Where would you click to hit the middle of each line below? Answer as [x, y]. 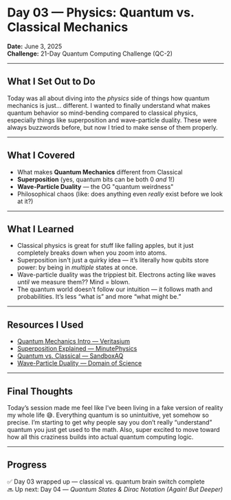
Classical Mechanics [68, 27]
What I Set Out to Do [51, 81]
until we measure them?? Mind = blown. [74, 282]
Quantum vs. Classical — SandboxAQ [70, 356]
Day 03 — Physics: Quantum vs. [101, 13]
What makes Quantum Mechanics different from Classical [100, 172]
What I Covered [41, 156]
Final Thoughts [40, 391]
